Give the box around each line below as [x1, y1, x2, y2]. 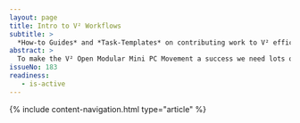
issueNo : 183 [9, 63, 58, 72]
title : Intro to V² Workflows [9, 21, 122, 30]
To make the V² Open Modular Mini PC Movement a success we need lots [17, 54, 286, 63]
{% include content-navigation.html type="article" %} [9, 103, 207, 114]
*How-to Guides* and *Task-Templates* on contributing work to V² [17, 37, 270, 47]
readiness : [9, 71, 50, 80]
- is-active [21, 79, 66, 88]
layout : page [9, 12, 58, 22]
